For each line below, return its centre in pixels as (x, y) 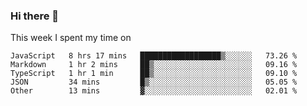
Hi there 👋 (35, 16)
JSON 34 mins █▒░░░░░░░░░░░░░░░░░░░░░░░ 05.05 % (154, 82)
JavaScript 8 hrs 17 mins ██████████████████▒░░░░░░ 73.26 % (154, 56)
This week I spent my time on (71, 38)
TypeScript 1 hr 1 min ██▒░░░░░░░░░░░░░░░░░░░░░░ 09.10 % (154, 74)
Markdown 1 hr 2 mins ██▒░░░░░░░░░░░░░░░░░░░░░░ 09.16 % (154, 65)
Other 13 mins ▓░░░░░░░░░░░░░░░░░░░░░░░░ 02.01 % (154, 91)
